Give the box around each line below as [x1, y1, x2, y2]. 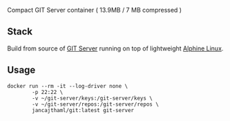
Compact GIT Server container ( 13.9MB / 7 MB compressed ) [7, 6, 182, 14]
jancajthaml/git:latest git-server [32, 106, 135, 113]
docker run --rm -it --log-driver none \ [7, 82, 128, 89]
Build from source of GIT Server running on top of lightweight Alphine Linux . [7, 44, 224, 53]
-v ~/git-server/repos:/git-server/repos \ [32, 100, 159, 108]
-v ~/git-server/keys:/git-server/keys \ [32, 95, 153, 102]
